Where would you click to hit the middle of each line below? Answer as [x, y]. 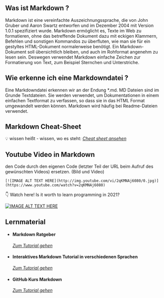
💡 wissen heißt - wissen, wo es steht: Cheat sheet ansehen [66, 139]
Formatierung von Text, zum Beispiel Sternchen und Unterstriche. [72, 62]
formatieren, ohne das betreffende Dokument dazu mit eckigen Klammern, [81, 36]
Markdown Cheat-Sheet [43, 127]
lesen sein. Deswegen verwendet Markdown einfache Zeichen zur [73, 57]
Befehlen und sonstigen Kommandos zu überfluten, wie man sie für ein [78, 41]
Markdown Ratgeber [34, 234]
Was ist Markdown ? [37, 8]
